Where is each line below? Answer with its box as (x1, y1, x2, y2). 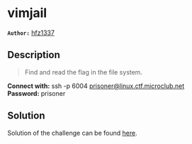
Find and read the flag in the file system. (24, 67, 143, 76)
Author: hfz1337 (7, 28, 55, 37)
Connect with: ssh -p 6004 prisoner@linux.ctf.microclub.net (7, 82, 185, 90)
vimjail (7, 5, 47, 21)
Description (7, 49, 60, 61)
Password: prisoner (7, 89, 66, 97)
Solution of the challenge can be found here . (7, 128, 137, 137)
